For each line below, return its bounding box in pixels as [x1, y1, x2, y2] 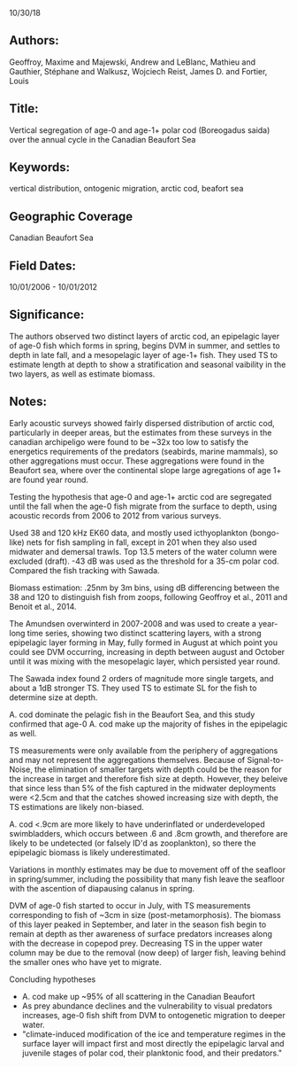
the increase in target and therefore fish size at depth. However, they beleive [9, 773, 288, 783]
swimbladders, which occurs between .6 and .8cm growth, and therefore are [9, 828, 288, 838]
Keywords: [9, 160, 71, 175]
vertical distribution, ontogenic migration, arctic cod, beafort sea [9, 183, 244, 194]
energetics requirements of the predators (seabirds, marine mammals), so [9, 446, 278, 456]
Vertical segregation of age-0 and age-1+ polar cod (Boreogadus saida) [9, 124, 270, 136]
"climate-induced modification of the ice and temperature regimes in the [21, 1028, 286, 1040]
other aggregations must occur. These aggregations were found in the [9, 456, 265, 466]
